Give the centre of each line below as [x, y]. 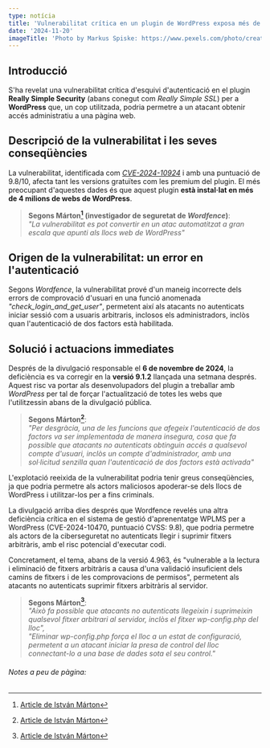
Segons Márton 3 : [57, 602]
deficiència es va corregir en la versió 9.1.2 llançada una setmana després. [133, 377]
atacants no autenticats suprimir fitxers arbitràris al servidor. [108, 585]
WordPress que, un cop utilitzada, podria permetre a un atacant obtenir [127, 107]
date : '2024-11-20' [41, 31]
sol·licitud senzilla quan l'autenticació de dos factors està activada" [141, 462]
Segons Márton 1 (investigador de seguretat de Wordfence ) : [129, 215]
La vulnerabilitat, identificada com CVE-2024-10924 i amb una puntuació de [135, 173]
